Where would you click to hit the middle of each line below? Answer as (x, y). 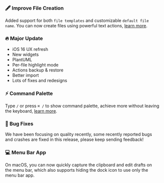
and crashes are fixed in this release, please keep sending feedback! (74, 139)
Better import (25, 75)
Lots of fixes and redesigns (40, 80)
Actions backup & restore (38, 70)
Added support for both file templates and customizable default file (77, 21)
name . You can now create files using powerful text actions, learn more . (76, 26)
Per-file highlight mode (35, 65)
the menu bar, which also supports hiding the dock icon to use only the (77, 170)
